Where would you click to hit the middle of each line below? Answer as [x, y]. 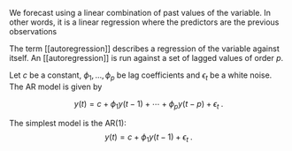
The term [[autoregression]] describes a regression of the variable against [145, 49]
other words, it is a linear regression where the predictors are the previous [144, 22]
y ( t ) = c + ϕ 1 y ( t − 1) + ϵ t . [149, 138]
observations [33, 31]
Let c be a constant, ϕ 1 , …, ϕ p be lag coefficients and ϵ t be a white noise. [141, 76]
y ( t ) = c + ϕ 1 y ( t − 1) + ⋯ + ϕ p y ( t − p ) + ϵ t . [149, 105]
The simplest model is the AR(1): [68, 123]
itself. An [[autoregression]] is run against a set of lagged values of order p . [146, 58]
